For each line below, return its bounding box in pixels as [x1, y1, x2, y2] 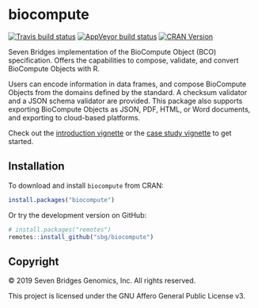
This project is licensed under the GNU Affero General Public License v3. [8, 291, 245, 301]
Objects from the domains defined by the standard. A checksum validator [8, 87, 248, 97]
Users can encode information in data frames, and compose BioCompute [8, 79, 247, 89]
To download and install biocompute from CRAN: [8, 181, 164, 190]
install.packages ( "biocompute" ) [8, 196, 115, 203]
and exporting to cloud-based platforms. [8, 112, 141, 122]
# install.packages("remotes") [8, 226, 112, 234]
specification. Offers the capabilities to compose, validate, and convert [8, 55, 239, 65]
